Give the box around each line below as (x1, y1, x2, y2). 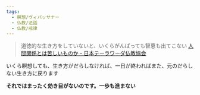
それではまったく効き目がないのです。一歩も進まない (6, 83, 136, 90)
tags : (6, 8, 20, 15)
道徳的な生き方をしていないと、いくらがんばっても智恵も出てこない (20, 42, 187, 49)
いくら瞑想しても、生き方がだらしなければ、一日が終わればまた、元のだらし (6, 62, 193, 69)
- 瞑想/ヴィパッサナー (11, 14, 60, 20)
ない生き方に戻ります (6, 69, 58, 77)
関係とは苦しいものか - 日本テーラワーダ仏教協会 (26, 50, 147, 57)
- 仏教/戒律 (11, 25, 37, 31)
